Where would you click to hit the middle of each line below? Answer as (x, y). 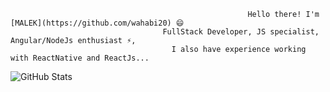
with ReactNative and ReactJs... (80, 58)
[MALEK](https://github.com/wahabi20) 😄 (97, 23)
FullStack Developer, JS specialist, (241, 32)
